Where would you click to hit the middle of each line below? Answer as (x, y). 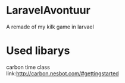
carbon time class (28, 67)
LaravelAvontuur (48, 10)
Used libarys (38, 51)
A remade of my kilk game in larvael (50, 27)
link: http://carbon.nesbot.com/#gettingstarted (62, 73)
